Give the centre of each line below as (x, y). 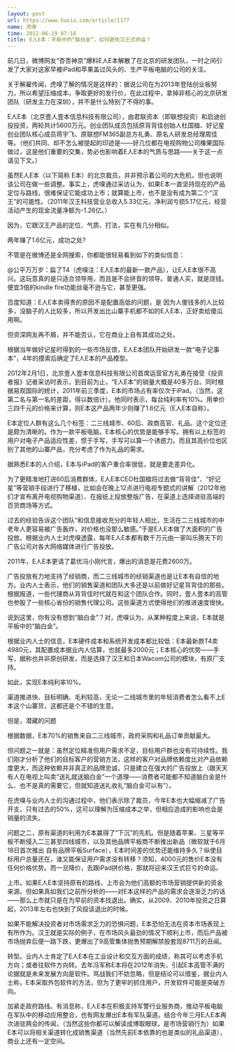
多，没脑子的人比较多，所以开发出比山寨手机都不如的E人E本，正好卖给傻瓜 (115, 311)
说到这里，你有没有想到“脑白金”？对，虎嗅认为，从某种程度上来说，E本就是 (116, 618)
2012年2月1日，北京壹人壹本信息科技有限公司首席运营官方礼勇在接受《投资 (115, 373)
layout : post (26, 14)
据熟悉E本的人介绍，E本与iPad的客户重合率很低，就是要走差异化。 (103, 464)
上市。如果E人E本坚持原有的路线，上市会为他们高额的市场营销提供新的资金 (115, 883)
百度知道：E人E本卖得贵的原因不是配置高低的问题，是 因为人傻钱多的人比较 (116, 303)
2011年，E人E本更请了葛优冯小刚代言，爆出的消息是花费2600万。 (101, 562)
